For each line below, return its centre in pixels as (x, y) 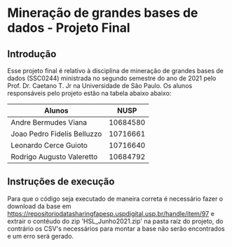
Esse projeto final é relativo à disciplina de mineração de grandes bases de (116, 71)
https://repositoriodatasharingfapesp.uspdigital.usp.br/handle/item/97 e (111, 213)
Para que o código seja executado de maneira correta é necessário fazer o (115, 198)
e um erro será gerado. (41, 236)
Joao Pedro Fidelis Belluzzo (56, 134)
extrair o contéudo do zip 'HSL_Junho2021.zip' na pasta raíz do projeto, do (115, 221)
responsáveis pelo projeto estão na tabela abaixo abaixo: (89, 93)
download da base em (39, 206)
